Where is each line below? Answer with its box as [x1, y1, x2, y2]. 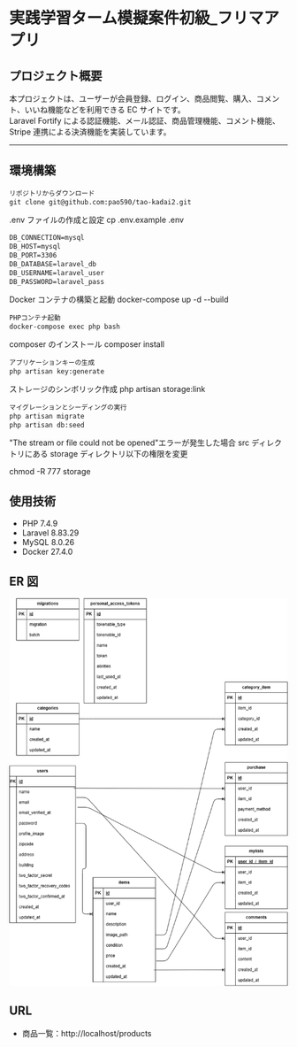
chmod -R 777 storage [9, 466, 91, 476]
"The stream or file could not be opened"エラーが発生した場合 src [9, 437, 250, 448]
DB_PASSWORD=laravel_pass [9, 277, 104, 286]
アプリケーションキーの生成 [9, 358, 95, 367]
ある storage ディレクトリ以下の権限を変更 [32, 448, 188, 458]
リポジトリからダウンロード [9, 189, 95, 197]
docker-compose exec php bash [9, 322, 121, 331]
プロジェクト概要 [9, 68, 103, 83]
